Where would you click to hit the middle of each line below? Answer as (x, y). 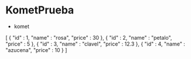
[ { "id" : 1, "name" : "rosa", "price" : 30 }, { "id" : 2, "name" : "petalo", (89, 37)
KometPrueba (40, 10)
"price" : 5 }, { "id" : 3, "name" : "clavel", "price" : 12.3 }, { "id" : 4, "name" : (95, 44)
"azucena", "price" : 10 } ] (36, 50)
